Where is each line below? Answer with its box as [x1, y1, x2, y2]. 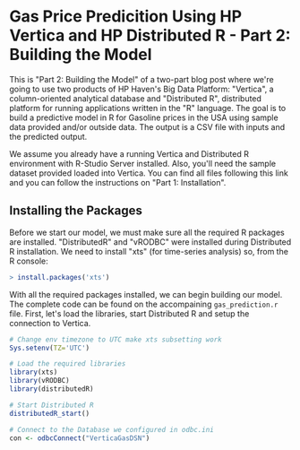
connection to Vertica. [9, 317, 91, 328]
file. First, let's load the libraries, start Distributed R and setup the [9, 307, 250, 319]
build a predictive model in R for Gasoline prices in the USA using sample [9, 112, 279, 123]
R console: [9, 255, 48, 266]
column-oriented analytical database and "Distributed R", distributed [9, 92, 262, 104]
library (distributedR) [9, 385, 94, 394]
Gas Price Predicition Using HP [9, 6, 243, 27]
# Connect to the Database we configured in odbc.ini [9, 425, 215, 434]
